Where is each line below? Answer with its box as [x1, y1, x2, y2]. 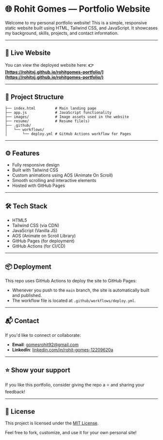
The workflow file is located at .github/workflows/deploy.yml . [12, 298, 136, 303]
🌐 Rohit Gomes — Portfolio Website [5, 3, 150, 15]
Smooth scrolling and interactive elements [12, 178, 97, 183]
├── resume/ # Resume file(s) [5, 118, 90, 124]
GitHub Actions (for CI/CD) [12, 243, 65, 249]
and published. [12, 293, 42, 298]
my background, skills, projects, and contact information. [5, 30, 119, 36]
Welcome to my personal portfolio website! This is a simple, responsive [5, 19, 147, 25]
